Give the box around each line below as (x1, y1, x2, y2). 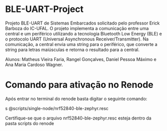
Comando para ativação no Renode (5, 79, 154, 90)
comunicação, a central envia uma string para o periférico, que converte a (5, 41, 158, 47)
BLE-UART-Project (5, 3, 84, 15)
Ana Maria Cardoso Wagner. (5, 61, 63, 67)
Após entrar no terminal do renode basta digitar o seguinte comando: (5, 95, 148, 101)
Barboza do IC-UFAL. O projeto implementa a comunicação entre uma (5, 25, 149, 31)
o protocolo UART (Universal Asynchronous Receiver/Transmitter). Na (5, 36, 149, 42)
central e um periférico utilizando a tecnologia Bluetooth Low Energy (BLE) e (5, 30, 162, 36)
